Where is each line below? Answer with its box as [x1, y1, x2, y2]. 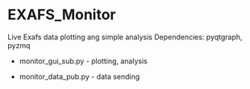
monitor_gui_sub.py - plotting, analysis [19, 56, 148, 66]
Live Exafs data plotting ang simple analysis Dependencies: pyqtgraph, [7, 32, 243, 42]
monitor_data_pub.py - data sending [19, 71, 140, 81]
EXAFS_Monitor [7, 6, 116, 24]
